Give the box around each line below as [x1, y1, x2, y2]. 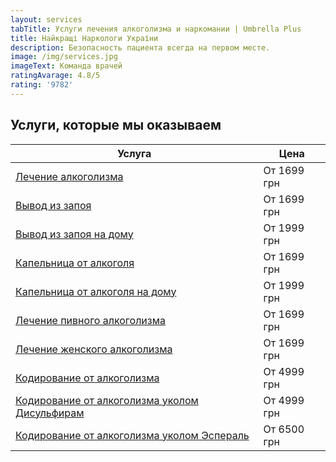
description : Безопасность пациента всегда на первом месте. [10, 42, 271, 53]
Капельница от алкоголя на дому [15, 284, 177, 298]
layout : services [10, 14, 83, 25]
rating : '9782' [10, 80, 74, 90]
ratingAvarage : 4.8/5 [10, 71, 101, 81]
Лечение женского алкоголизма [15, 342, 173, 356]
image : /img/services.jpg [10, 52, 118, 62]
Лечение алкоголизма [15, 169, 124, 183]
